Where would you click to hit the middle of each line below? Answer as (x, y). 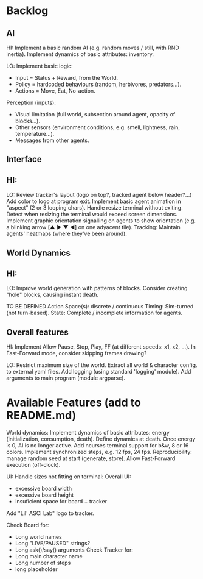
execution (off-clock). (33, 465)
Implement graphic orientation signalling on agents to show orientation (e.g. (101, 221)
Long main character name (49, 556)
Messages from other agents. (52, 140)
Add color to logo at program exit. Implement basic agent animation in (94, 201)
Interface (24, 159)
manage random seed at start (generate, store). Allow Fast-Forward (91, 458)
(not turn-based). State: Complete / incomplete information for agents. (94, 313)
